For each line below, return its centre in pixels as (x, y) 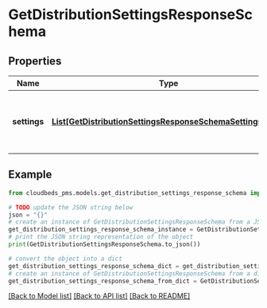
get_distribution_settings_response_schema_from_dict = (103, 281)
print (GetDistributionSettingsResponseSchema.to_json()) (104, 244)
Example (30, 175)
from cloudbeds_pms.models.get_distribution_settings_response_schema (128, 193)
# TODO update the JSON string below (71, 207)
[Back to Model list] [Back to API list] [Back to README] (99, 296)
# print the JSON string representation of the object (101, 237)
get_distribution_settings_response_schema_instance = (101, 230)
